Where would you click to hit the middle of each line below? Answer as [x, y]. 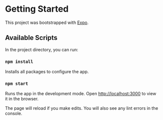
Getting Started [37, 9]
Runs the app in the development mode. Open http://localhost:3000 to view [81, 94]
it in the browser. [22, 99]
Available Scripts [31, 38]
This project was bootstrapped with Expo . [47, 22]
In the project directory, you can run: [42, 49]
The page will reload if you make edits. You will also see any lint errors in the [81, 108]
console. [14, 114]
